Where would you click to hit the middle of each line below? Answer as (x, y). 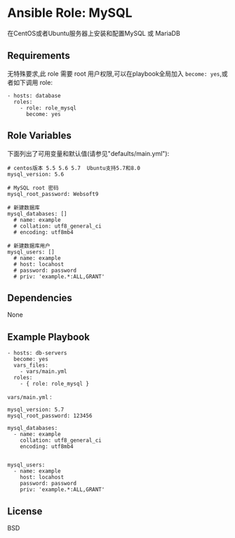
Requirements (39, 56)
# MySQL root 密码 (33, 188)
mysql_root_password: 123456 (50, 416)
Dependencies (40, 297)
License (25, 511)
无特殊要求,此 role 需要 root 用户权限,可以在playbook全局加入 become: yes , (115, 73)
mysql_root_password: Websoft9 (53, 194)
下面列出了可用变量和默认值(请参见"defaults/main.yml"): (88, 153)
